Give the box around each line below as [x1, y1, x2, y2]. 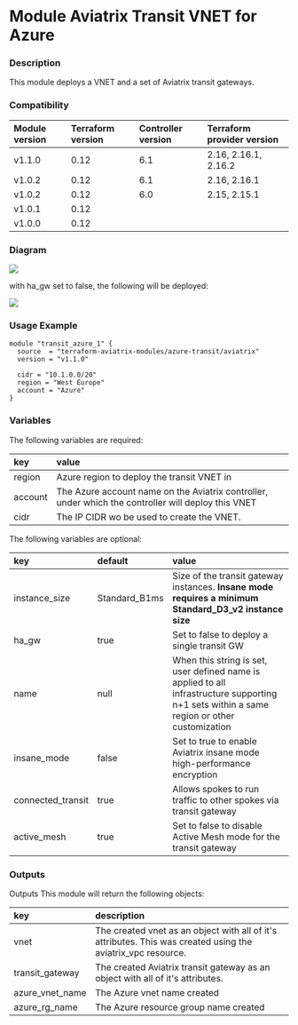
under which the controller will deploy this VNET [56, 496, 257, 508]
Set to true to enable [172, 735, 257, 747]
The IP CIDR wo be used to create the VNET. [56, 511, 241, 523]
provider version [207, 133, 279, 146]
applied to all [172, 676, 226, 688]
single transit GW [172, 640, 244, 652]
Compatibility [9, 99, 69, 112]
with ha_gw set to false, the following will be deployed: [9, 281, 208, 291]
